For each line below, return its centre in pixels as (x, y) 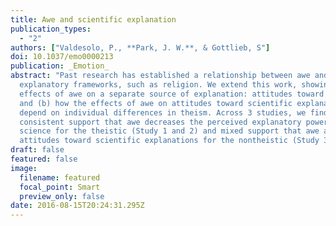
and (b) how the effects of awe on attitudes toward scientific (156, 103)
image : (24, 168)
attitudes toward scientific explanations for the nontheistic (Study (169, 141)
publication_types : (51, 29)
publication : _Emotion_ (60, 66)
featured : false (44, 159)
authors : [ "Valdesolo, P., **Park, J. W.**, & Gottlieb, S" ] (140, 47)
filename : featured (60, 177)
